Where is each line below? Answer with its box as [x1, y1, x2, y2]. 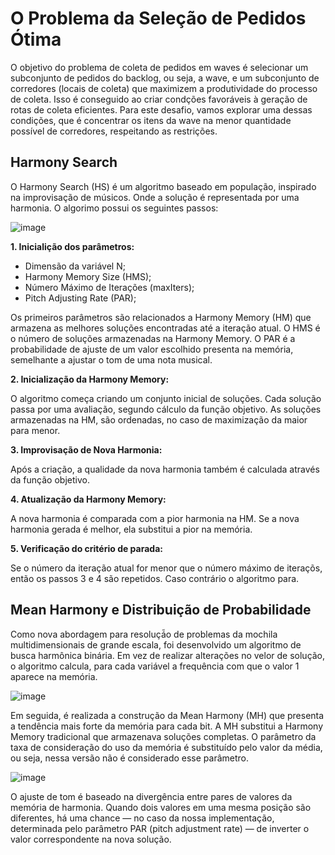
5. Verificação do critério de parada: [10, 542, 163, 554]
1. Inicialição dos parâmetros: [10, 240, 135, 252]
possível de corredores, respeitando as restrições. [10, 125, 218, 137]
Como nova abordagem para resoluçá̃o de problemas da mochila [10, 628, 278, 640]
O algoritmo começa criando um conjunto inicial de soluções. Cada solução [10, 392, 322, 404]
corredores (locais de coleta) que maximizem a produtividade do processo [10, 82, 318, 94]
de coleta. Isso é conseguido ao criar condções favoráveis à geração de [10, 93, 308, 105]
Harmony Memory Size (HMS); [24, 270, 152, 282]
